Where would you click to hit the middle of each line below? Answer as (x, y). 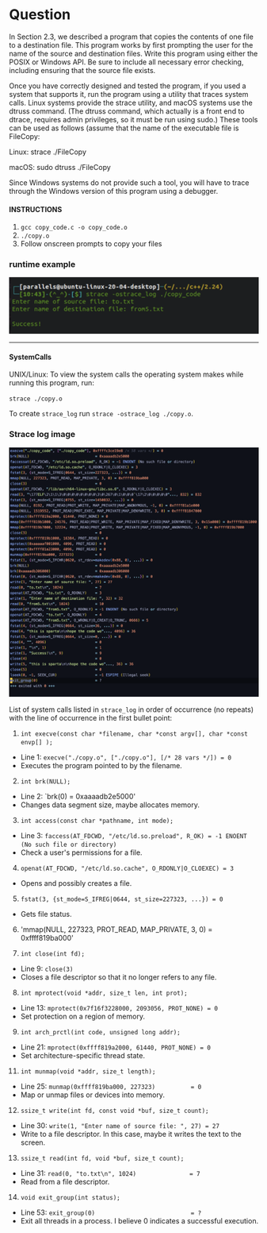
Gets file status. (46, 914)
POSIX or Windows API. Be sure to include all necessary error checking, (126, 62)
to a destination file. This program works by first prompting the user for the (131, 44)
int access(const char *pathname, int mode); (97, 821)
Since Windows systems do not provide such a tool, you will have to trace (129, 182)
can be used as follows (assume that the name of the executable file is (124, 128)
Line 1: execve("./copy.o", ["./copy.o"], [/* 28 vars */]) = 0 (126, 757)
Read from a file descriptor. (65, 1182)
